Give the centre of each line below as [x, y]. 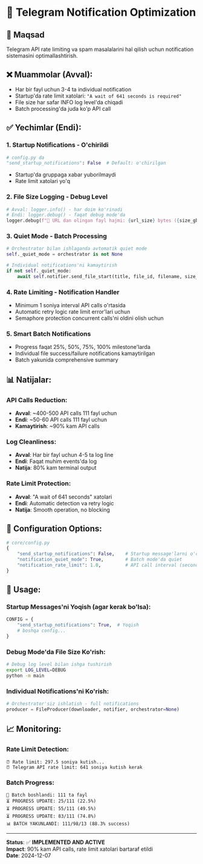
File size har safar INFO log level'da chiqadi [69, 102]
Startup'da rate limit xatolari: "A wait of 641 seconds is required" [98, 96]
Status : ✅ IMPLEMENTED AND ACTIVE [56, 842]
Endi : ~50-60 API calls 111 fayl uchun [61, 420]
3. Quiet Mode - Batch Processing [57, 236]
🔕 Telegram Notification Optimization [101, 12]
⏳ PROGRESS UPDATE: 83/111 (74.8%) [51, 816]
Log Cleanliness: [31, 442]
